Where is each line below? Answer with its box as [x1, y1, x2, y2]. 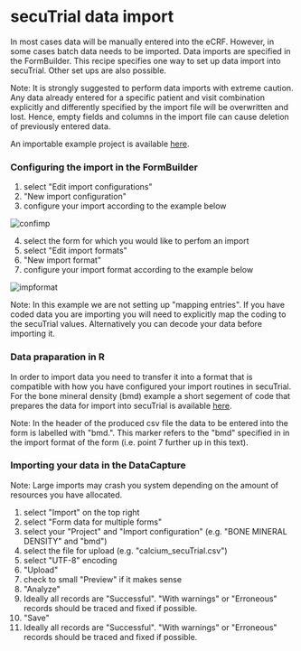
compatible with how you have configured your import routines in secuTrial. [10, 381, 292, 392]
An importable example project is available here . [10, 138, 190, 149]
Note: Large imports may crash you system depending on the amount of [10, 479, 279, 490]
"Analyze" [23, 583, 61, 594]
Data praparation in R [10, 350, 105, 363]
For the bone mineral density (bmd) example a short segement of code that [10, 390, 291, 401]
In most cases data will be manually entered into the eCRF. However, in [10, 36, 275, 47]
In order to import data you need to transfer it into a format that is [10, 371, 253, 382]
